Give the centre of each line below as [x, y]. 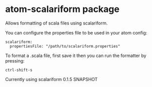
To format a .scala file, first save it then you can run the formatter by [76, 55]
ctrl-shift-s [19, 70]
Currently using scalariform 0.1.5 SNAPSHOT [52, 79]
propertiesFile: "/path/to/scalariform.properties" [65, 46]
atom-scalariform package [62, 9]
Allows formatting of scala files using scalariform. [57, 23]
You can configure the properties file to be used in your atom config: [76, 32]
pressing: [15, 60]
